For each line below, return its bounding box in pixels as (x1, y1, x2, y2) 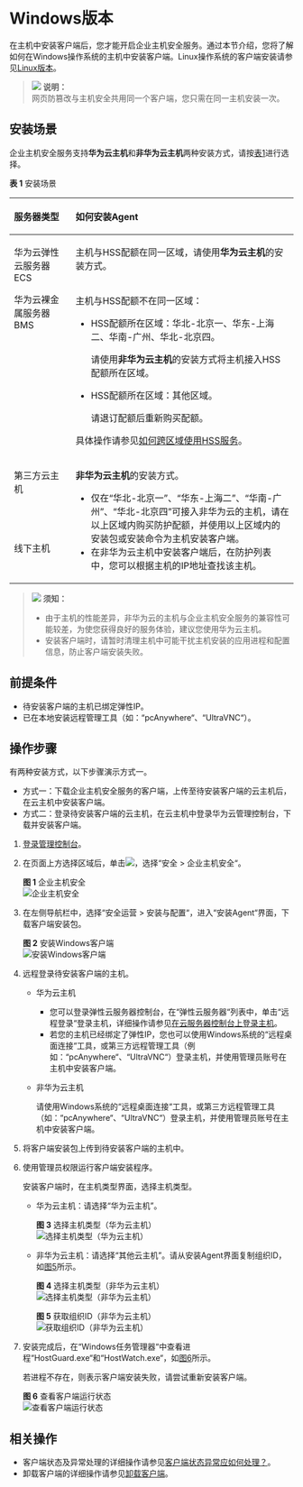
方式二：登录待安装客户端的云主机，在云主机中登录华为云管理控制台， (22, 808, 284, 819)
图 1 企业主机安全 (22, 877, 87, 888)
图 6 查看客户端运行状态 (22, 1391, 112, 1402)
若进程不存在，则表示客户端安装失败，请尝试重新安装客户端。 (22, 1372, 252, 1382)
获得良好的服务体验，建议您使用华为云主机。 (100, 623, 267, 634)
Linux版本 (17, 62, 54, 73)
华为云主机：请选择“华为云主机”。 (35, 1200, 162, 1211)
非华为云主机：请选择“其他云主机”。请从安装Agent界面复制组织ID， (35, 1250, 287, 1261)
